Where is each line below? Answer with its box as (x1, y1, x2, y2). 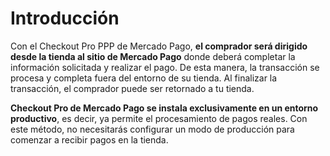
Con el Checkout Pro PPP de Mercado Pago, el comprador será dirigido (10, 40, 308, 52)
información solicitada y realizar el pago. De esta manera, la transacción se (10, 61, 320, 73)
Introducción (10, 7, 120, 30)
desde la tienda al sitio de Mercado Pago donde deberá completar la (10, 50, 296, 62)
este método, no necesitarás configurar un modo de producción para (10, 123, 295, 135)
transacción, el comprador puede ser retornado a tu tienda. (10, 82, 255, 94)
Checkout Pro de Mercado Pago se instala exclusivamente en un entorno (10, 102, 319, 114)
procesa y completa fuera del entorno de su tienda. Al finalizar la (10, 72, 278, 84)
